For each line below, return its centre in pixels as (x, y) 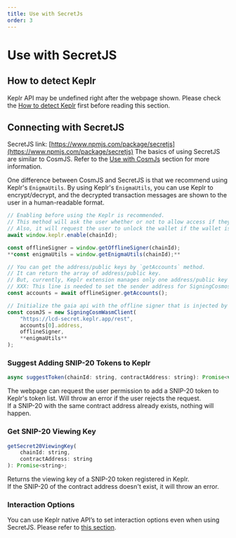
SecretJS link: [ (29, 144)
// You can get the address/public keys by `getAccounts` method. (106, 267)
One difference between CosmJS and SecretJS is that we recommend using (118, 181)
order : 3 (20, 20)
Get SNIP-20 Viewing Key (52, 431)
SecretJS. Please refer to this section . (62, 527)
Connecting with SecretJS (66, 127)
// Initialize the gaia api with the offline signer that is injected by (118, 306)
